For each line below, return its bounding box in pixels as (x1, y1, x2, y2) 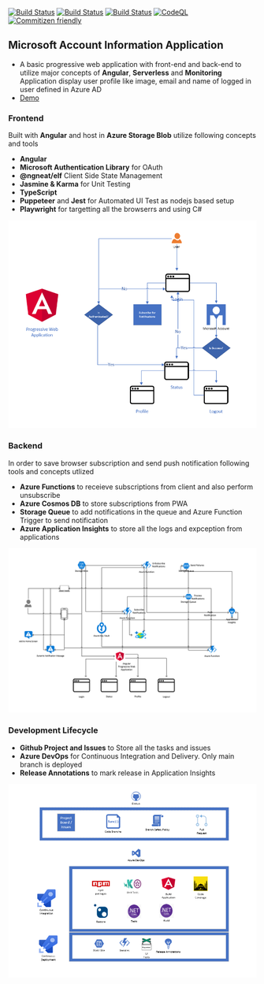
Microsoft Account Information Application (8, 39, 224, 52)
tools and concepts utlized (8, 466, 95, 476)
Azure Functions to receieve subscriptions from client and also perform (19, 481, 254, 492)
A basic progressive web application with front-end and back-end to (19, 59, 242, 69)
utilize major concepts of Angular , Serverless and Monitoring (19, 68, 222, 77)
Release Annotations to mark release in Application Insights (19, 768, 216, 778)
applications (19, 532, 60, 541)
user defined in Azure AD (19, 84, 102, 94)
